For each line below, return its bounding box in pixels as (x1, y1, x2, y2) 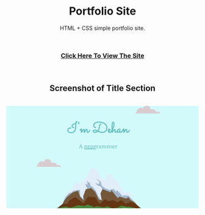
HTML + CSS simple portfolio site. (60, 24, 145, 32)
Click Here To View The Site (60, 51, 145, 60)
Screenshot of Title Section (49, 83, 156, 93)
